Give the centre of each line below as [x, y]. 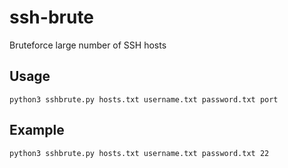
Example [37, 130]
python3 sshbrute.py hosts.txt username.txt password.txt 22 [139, 153]
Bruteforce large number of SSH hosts [88, 45]
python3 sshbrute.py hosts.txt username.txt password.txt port [144, 99]
